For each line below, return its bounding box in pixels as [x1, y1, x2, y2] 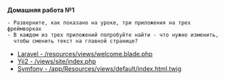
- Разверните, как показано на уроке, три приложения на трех [7, 19, 191, 26]
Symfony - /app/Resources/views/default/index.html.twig [17, 65, 182, 72]
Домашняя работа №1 [7, 6, 75, 14]
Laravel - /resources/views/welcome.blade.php [17, 50, 153, 58]
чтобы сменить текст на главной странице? [13, 38, 138, 45]
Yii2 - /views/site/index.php [17, 57, 97, 65]
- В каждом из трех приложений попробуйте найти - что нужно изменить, [7, 31, 219, 38]
